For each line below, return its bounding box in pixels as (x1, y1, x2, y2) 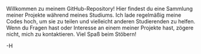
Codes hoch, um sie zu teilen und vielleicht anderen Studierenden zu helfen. (6, 18, 196, 25)
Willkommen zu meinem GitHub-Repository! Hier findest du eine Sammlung (6, 5, 193, 12)
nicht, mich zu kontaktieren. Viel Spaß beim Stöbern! (6, 31, 137, 38)
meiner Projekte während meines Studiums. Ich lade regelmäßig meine (6, 11, 182, 19)
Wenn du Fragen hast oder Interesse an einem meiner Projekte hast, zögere (6, 24, 194, 31)
